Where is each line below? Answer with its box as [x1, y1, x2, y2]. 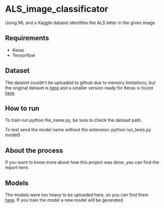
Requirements [5, 34, 49, 42]
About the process [5, 146, 63, 154]
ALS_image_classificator [5, 3, 109, 15]
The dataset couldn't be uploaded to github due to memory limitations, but [5, 80, 156, 86]
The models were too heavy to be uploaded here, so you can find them [5, 192, 149, 198]
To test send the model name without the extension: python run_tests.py [5, 127, 151, 133]
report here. [5, 165, 29, 171]
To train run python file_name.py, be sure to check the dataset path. [5, 117, 142, 123]
